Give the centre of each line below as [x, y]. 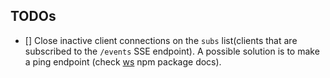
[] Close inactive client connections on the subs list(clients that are [161, 40]
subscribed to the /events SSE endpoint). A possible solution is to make [172, 51]
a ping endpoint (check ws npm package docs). [123, 61]
